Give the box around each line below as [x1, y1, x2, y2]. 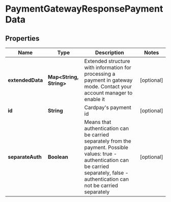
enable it [84, 96, 105, 103]
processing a [84, 71, 116, 77]
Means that [84, 119, 111, 125]
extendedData [8, 77, 43, 84]
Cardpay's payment [84, 104, 131, 111]
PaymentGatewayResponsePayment [5, 3, 163, 15]
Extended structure [84, 58, 131, 64]
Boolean [47, 153, 69, 160]
